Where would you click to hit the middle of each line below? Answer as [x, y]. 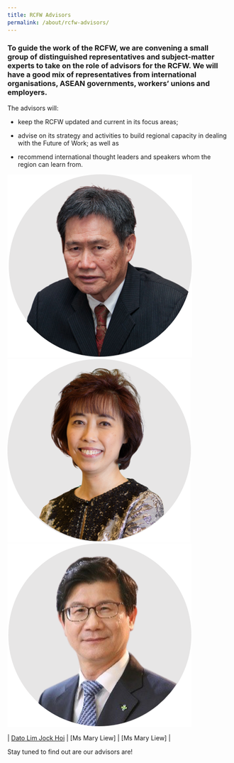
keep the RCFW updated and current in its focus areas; [98, 121]
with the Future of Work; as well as [68, 143]
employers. [27, 92]
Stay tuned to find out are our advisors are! [70, 752]
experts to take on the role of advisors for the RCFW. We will [113, 66]
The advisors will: [33, 108]
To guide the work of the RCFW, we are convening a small [108, 48]
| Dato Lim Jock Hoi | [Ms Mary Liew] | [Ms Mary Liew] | [89, 737]
